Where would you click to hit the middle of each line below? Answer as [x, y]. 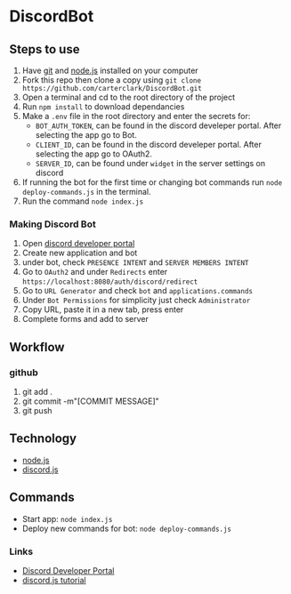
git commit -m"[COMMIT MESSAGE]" [91, 401]
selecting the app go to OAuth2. [94, 154]
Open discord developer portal [78, 244]
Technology [43, 439]
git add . [37, 391]
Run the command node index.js [83, 201]
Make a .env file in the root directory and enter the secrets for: [136, 116]
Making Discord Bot [53, 224]
